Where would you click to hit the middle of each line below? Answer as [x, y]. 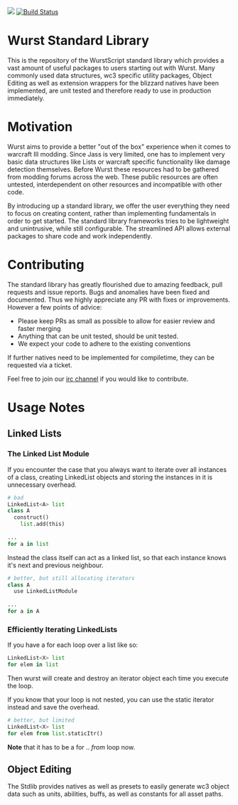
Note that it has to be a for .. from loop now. [71, 747]
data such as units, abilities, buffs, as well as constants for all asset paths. [115, 794]
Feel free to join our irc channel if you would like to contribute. [98, 379]
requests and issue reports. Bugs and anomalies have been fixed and [108, 292]
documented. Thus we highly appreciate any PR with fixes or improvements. [119, 300]
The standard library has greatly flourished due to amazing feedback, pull [115, 284]
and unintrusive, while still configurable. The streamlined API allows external [119, 228]
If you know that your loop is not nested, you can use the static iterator [111, 699]
